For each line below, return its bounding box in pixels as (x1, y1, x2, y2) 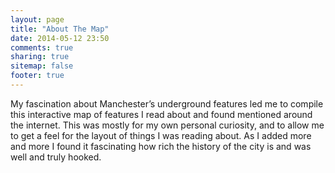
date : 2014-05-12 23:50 (10, 33, 110, 43)
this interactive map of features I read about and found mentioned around (10, 108, 313, 120)
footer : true (10, 71, 65, 81)
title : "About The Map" (10, 24, 110, 34)
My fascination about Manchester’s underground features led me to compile (10, 97, 324, 110)
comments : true (10, 42, 74, 53)
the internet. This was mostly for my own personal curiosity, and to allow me (10, 119, 325, 131)
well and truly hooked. (10, 151, 102, 163)
